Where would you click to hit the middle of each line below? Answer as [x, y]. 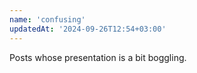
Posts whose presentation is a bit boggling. [98, 57]
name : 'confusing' [47, 19]
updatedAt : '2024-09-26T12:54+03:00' [88, 29]
